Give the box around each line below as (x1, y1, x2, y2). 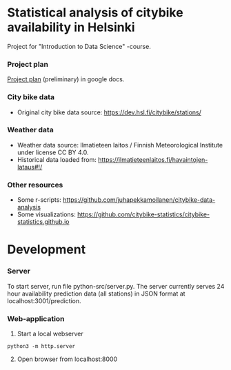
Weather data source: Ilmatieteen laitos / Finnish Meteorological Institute (17, 141, 223, 149)
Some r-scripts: (17, 196, 62, 204)
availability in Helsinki (7, 19, 136, 35)
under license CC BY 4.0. (17, 148, 89, 156)
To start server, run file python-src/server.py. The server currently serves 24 (7, 282, 225, 290)
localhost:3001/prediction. (7, 296, 81, 305)
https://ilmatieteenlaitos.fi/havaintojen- (97, 155, 208, 163)
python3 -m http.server (7, 342, 76, 349)
